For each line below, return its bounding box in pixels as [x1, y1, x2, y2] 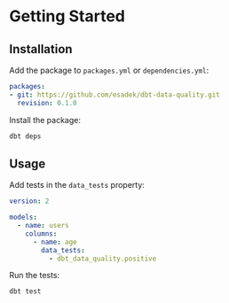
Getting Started [9, 6, 126, 27]
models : [9, 213, 38, 222]
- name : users [17, 221, 69, 230]
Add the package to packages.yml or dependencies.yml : [9, 65, 209, 75]
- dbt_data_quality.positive [48, 254, 157, 263]
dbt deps [9, 131, 42, 141]
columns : [25, 229, 58, 238]
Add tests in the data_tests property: [9, 180, 145, 190]
